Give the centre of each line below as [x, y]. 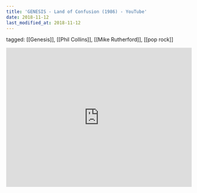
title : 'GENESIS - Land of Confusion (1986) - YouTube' [77, 12]
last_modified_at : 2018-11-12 [44, 23]
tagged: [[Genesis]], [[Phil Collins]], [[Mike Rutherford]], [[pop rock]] [90, 40]
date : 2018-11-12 [28, 17]
